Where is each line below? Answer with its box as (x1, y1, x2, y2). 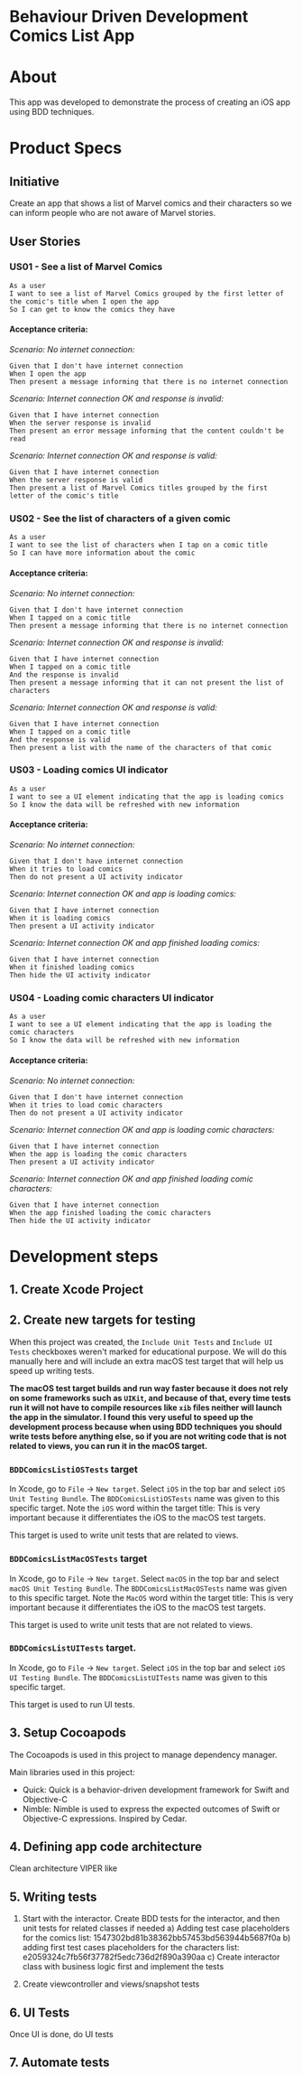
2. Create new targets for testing (9, 1313, 197, 1328)
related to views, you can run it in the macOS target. (9, 1440, 208, 1451)
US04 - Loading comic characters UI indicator (9, 991, 215, 1004)
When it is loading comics (9, 914, 111, 923)
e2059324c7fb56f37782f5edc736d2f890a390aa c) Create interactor (22, 1951, 280, 1962)
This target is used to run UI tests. (9, 1698, 135, 1709)
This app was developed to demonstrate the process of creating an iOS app (9, 97, 291, 108)
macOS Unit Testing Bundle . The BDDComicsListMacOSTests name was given (9, 1583, 288, 1594)
